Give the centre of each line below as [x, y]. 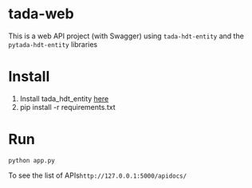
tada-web [41, 14]
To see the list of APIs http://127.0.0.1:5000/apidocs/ [98, 175]
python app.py [32, 160]
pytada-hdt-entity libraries [53, 44]
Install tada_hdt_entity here [64, 98]
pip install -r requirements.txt [67, 107]
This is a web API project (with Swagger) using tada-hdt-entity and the [126, 36]
